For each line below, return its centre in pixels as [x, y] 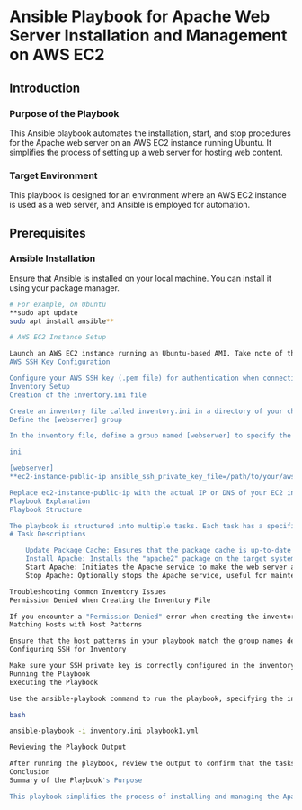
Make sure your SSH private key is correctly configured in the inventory [152, 666]
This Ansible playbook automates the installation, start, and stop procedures [151, 133]
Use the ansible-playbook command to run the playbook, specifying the [146, 698]
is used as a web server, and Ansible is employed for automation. [130, 205]
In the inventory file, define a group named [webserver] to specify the [151, 436]
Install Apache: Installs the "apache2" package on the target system [160, 559]
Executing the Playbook [54, 682]
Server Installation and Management [148, 36]
